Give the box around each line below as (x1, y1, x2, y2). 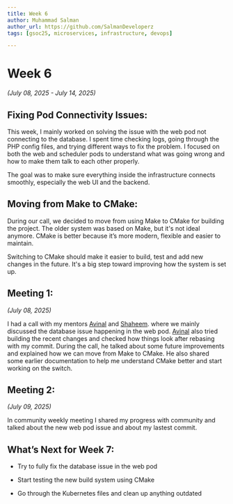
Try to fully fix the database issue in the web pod (17, 462, 158, 471)
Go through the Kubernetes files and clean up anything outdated (17, 489, 202, 498)
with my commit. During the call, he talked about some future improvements (7, 342, 225, 350)
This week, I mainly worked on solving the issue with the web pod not (7, 128, 207, 136)
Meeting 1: (7, 287, 54, 300)
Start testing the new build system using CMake (17, 475, 155, 484)
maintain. (7, 238, 33, 247)
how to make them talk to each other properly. (7, 158, 140, 165)
